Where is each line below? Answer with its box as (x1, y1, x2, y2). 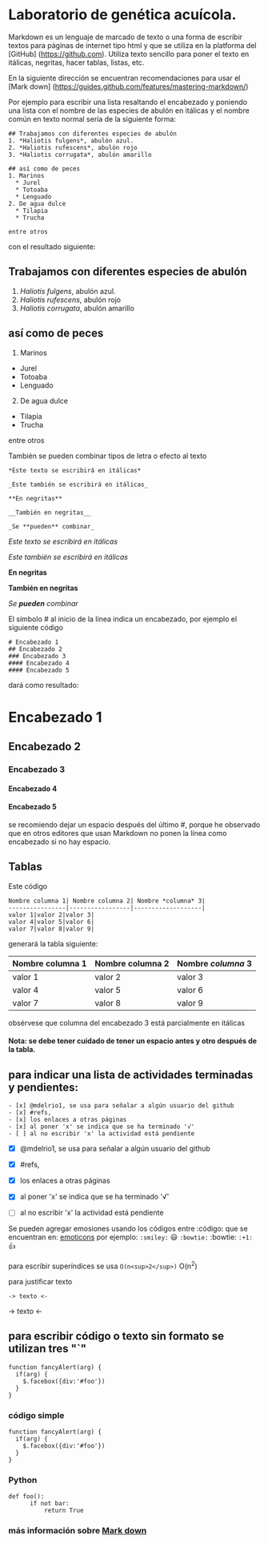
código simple (8, 1409, 65, 1420)
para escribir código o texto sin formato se (8, 1329, 224, 1343)
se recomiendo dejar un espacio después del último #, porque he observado (8, 819, 261, 830)
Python (8, 1475, 38, 1486)
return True (43, 1507, 84, 1515)
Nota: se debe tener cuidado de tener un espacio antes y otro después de (8, 1036, 258, 1046)
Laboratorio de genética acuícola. (8, 6, 237, 24)
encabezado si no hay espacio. (8, 837, 111, 846)
